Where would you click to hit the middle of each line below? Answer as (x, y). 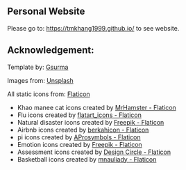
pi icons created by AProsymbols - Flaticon (79, 137)
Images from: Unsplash (41, 80)
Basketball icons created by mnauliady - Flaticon (87, 159)
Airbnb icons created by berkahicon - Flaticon (83, 130)
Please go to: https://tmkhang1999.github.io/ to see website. (93, 28)
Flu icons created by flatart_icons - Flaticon (79, 115)
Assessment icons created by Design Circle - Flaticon (94, 152)
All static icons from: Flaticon (49, 94)
